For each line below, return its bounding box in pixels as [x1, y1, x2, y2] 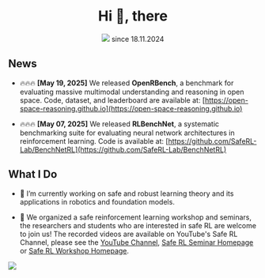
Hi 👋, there [97, 7, 168, 25]
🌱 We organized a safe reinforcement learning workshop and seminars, [19, 212, 252, 222]
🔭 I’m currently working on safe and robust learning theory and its [19, 189, 234, 198]
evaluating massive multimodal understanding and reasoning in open [19, 87, 244, 96]
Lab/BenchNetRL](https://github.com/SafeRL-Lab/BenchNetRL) [19, 145, 227, 154]
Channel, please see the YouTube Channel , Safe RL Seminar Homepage [19, 237, 254, 247]
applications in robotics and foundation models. [19, 197, 176, 206]
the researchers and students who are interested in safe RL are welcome [19, 220, 257, 230]
